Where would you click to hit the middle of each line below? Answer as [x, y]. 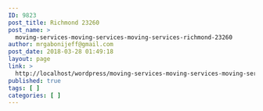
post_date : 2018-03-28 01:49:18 [61, 52]
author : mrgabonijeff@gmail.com [61, 45]
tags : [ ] [24, 88]
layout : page [29, 59]
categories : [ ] [34, 95]
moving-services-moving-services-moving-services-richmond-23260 [124, 37]
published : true [34, 81]
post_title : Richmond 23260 [54, 23]
